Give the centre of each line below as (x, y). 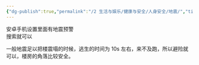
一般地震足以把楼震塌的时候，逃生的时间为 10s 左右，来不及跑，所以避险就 (97, 49)
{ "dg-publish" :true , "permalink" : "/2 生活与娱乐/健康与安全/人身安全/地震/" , (96, 11)
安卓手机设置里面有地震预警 (40, 29)
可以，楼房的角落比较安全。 (40, 56)
